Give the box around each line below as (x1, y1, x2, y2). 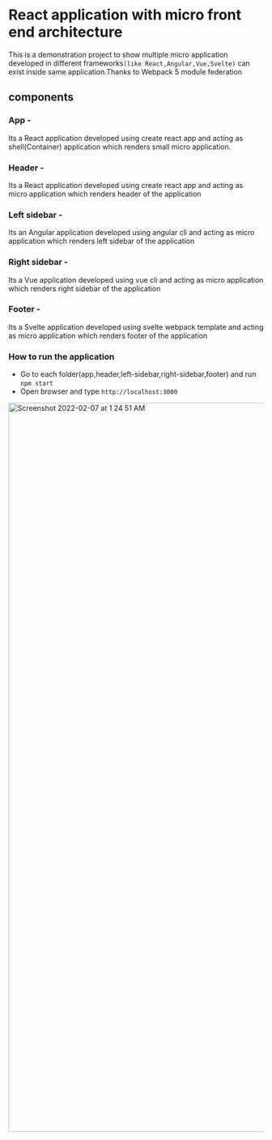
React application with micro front (8, 6, 242, 24)
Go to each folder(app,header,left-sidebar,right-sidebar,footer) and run (19, 369, 257, 379)
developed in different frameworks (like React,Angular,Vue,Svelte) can (8, 58, 251, 68)
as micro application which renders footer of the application (8, 331, 208, 340)
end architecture (8, 23, 123, 41)
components (8, 91, 74, 105)
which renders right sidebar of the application (8, 284, 161, 293)
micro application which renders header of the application (8, 189, 202, 199)
